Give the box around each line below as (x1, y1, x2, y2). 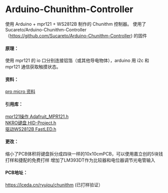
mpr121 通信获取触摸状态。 (5, 64, 61, 70)
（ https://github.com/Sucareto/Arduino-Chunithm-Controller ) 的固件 (5, 32, 147, 38)
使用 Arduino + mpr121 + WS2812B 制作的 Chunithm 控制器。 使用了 (5, 21, 146, 27)
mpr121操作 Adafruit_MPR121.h (5, 113, 69, 120)
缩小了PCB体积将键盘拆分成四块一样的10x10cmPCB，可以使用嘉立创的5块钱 (5, 150, 163, 157)
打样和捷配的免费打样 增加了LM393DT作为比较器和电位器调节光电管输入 (5, 157, 155, 163)
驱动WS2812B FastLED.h (5, 126, 57, 132)
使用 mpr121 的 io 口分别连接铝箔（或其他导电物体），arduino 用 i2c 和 (5, 57, 150, 64)
